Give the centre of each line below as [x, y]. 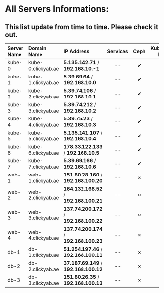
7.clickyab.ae [44, 167]
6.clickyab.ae [44, 153]
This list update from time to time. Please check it [82, 27]
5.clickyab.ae [44, 139]
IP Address [76, 51]
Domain [38, 48]
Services [118, 51]
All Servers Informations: [57, 9]
